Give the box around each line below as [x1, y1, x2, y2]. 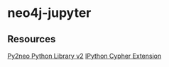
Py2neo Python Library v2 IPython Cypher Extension [7, 51, 162, 60]
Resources [7, 33, 56, 45]
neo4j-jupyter [7, 5, 92, 21]
